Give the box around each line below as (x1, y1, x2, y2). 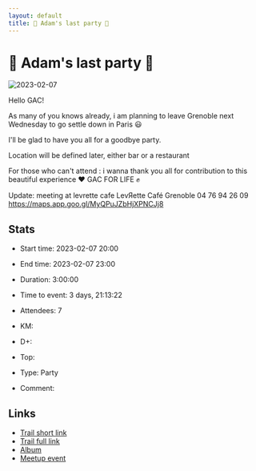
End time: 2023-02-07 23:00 (19, 260, 116, 269)
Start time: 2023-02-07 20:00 (19, 244, 118, 253)
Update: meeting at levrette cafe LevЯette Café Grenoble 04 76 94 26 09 (8, 191, 249, 200)
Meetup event (19, 453, 66, 463)
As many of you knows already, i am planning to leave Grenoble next (8, 111, 234, 121)
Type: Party (19, 368, 58, 377)
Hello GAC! (8, 95, 45, 105)
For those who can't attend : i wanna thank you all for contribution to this (8, 166, 248, 176)
